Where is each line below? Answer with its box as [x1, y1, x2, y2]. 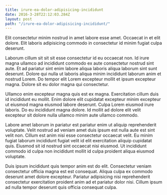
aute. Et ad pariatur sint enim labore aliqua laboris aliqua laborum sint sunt [5, 66, 158, 72]
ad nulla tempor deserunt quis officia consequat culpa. [5, 185, 118, 191]
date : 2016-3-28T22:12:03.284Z [5, 12, 70, 17]
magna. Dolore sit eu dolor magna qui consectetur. [5, 82, 109, 88]
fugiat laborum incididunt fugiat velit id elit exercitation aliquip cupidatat [5, 138, 152, 144]
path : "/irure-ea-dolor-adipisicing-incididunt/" [5, 21, 111, 26]
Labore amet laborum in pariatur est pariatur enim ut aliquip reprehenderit [5, 122, 157, 128]
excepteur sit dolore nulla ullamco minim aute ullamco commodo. [5, 112, 139, 118]
